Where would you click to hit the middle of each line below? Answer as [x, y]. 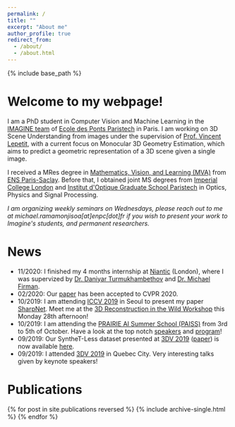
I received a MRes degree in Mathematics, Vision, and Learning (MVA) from [117, 172]
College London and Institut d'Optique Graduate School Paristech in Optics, [117, 187]
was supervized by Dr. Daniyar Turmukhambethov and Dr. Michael [114, 278]
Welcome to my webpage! [85, 102]
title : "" [22, 20]
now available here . [46, 346]
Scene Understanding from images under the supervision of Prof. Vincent [114, 136]
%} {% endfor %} [33, 416]
